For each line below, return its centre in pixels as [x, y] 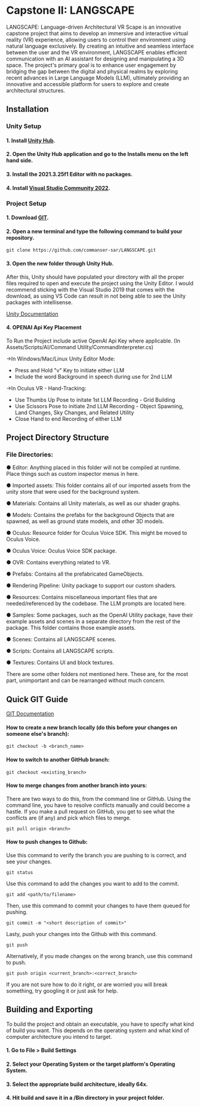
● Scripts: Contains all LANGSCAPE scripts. [60, 651]
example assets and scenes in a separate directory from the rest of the [93, 622]
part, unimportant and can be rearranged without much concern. [86, 681]
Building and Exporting [50, 1010]
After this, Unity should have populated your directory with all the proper [95, 277]
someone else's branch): [38, 733]
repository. [20, 237]
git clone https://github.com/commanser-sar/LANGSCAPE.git [81, 250]
